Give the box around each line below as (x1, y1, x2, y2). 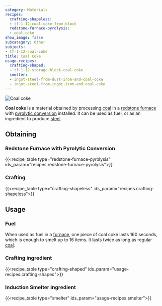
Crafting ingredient (5, 255, 52, 262)
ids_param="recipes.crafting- (93, 185, 154, 191)
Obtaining (5, 130, 37, 139)
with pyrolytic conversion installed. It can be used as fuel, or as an (5, 110, 141, 116)
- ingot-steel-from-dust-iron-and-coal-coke (9, 77, 103, 82)
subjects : (5, 44, 26, 49)
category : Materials (5, 7, 48, 12)
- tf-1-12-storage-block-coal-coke (9, 68, 83, 73)
